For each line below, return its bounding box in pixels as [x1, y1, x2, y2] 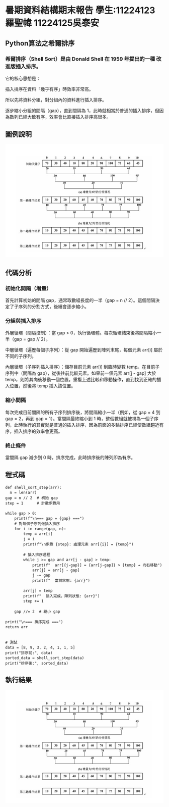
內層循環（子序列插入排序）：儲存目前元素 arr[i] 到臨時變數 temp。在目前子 [5, 364, 160, 370]
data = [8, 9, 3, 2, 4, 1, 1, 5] [5, 645, 75, 650]
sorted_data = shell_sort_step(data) [5, 655, 84, 661]
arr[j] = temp [23, 588, 53, 593]
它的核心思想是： [5, 75, 41, 81]
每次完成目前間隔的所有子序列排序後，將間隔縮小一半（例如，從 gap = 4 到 [5, 409, 161, 415]
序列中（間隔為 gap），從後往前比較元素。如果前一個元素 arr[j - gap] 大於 [5, 370, 156, 376]
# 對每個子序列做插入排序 [14, 521, 60, 526]
